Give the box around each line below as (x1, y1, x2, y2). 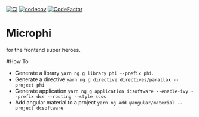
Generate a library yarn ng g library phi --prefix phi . (14, 69, 154, 76)
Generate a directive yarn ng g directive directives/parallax (14, 75, 172, 83)
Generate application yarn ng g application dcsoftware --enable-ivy (14, 87, 189, 94)
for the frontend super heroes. (6, 46, 81, 53)
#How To (6, 57, 29, 65)
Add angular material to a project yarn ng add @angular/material (14, 98, 175, 106)
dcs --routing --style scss (36, 93, 106, 100)
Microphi (6, 27, 52, 40)
